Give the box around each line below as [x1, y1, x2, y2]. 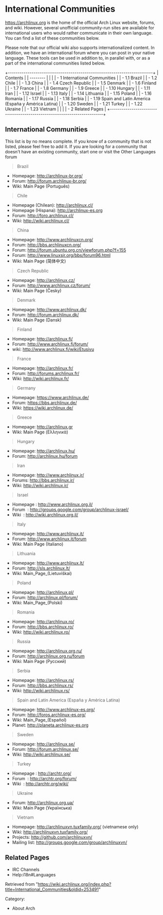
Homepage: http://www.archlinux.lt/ [12, 560, 84, 566]
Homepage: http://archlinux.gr [12, 424, 73, 429]
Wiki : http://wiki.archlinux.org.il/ [12, 511, 79, 517]
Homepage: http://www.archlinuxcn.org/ [12, 236, 93, 242]
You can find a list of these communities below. [5, 35, 100, 41]
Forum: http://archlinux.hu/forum [12, 453, 78, 459]
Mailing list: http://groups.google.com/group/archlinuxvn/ [12, 839, 127, 845]
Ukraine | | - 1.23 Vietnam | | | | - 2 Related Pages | [5, 106, 106, 112]
